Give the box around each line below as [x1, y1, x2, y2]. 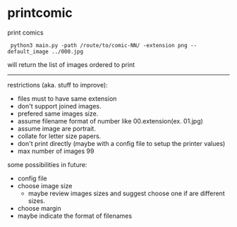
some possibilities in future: [7, 160, 87, 168]
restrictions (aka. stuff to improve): [7, 80, 108, 89]
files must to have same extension [17, 94, 117, 103]
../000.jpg [51, 48, 83, 55]
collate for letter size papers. [17, 132, 102, 140]
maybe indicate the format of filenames [17, 211, 133, 220]
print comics [7, 28, 44, 37]
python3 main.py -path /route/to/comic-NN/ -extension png [10, 42, 188, 49]
